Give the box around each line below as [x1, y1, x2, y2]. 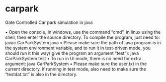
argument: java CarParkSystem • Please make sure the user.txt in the [5, 61, 147, 67]
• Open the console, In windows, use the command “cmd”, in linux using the [5, 29, 161, 35]
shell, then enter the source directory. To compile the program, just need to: [5, 34, 160, 40]
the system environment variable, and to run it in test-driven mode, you [5, 45, 151, 51]
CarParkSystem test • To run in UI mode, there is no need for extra [5, 55, 142, 61]
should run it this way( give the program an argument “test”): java [5, 50, 139, 56]
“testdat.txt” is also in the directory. [5, 71, 78, 77]
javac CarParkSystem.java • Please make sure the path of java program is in [5, 39, 161, 45]
